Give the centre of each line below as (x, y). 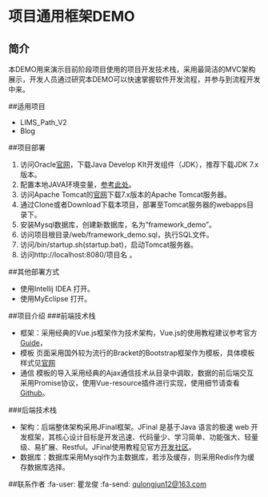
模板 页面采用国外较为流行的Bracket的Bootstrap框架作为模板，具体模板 (137, 353)
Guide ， (33, 343)
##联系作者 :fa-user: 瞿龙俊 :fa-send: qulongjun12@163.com (107, 484)
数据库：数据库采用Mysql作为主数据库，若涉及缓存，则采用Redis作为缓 (137, 457)
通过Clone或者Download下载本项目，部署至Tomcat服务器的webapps (133, 204)
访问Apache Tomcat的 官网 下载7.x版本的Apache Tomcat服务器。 (126, 194)
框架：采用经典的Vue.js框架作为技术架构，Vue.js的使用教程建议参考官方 (138, 333)
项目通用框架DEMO (72, 16)
